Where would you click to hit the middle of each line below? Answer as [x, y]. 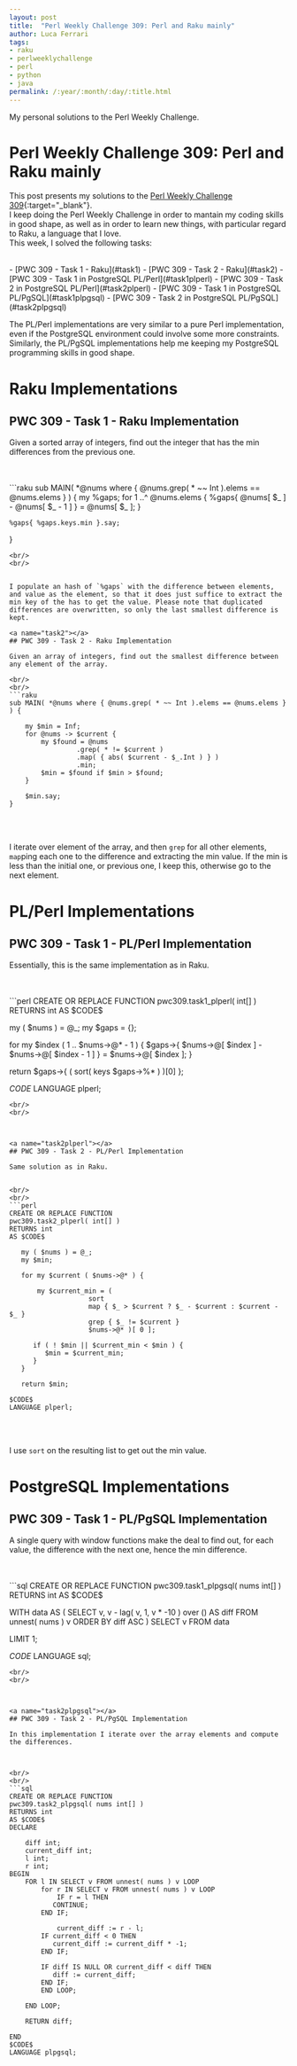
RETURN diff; [49, 2022]
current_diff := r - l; [100, 1929]
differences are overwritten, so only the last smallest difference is [144, 610]
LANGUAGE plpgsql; [43, 2053]
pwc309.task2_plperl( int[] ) [65, 1221]
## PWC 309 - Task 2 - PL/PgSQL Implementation [99, 1719]
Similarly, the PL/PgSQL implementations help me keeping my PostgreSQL [144, 343]
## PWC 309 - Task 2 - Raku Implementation [91, 641]
